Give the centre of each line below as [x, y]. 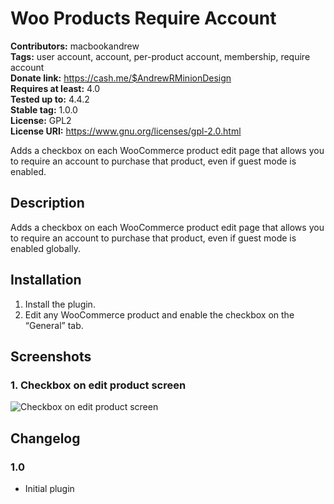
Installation [46, 280]
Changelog [45, 438]
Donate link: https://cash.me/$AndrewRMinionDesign [121, 78]
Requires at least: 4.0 [55, 88]
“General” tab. [54, 325]
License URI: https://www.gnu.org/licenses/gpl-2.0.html [126, 131]
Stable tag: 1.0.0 [44, 109]
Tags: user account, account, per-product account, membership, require [160, 56]
